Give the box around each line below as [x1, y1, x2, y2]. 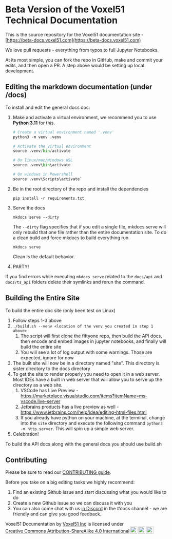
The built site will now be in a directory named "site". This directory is [12, 360, 160, 366]
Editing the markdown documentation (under [5, 83, 152, 91]
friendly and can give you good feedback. [12, 511, 102, 517]
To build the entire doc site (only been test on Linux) [5, 307, 116, 314]
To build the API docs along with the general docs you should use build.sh [5, 440, 162, 447]
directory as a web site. [12, 381, 63, 388]
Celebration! [12, 431, 40, 437]
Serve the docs [12, 204, 45, 211]
